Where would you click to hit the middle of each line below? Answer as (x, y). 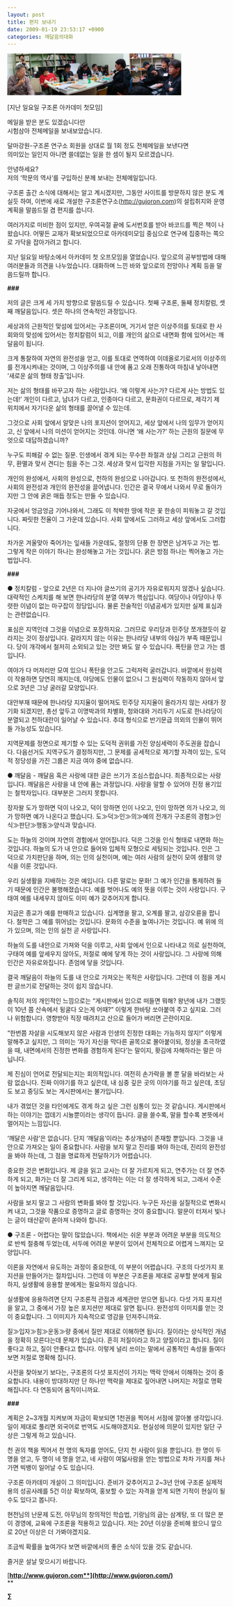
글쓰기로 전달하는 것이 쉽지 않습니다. (64, 986)
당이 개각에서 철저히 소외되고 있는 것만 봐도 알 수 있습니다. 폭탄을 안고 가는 (117, 647)
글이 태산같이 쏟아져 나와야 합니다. (61, 1220)
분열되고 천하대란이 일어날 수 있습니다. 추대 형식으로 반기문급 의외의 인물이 (109, 720)
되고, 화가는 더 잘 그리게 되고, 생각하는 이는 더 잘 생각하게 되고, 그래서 (114, 1179)
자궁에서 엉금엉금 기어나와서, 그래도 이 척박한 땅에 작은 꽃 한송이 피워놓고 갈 (110, 511)
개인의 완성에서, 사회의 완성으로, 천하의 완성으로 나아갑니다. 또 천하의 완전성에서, (116, 478)
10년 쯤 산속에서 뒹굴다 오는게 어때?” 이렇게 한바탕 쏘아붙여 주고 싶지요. (111, 1010)
